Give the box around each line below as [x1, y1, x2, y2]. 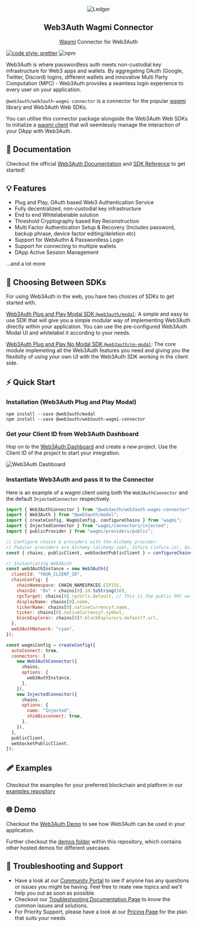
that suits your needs [14, 914, 66, 921]
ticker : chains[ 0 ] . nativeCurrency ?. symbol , [16, 610, 125, 615]
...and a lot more [6, 260, 46, 267]
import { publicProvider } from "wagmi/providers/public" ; [6, 528, 154, 534]
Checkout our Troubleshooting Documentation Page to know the [14, 895, 171, 902]
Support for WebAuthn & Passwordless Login [14, 236, 124, 243]
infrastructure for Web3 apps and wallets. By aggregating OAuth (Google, [6, 67, 184, 74]
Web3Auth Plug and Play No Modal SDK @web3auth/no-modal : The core [6, 341, 176, 348]
